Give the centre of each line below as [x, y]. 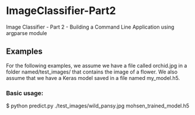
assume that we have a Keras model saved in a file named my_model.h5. [93, 78]
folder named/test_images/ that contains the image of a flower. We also [92, 72]
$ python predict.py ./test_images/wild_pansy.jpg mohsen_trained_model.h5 [98, 106]
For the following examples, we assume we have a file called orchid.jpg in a [97, 65]
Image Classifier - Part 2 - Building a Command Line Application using [90, 27]
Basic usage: [25, 93]
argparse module [27, 33]
